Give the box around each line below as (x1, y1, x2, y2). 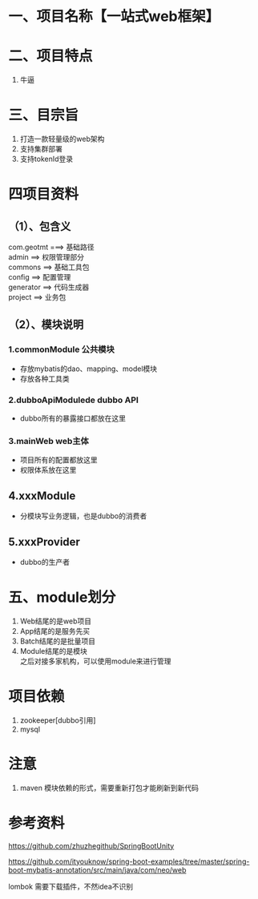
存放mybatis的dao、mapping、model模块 (19, 364, 158, 373)
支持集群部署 (19, 144, 62, 154)
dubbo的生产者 (19, 557, 71, 566)
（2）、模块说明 (8, 318, 84, 332)
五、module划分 (8, 588, 116, 607)
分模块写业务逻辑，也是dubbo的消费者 (19, 511, 147, 521)
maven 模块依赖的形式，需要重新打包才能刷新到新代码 (19, 783, 199, 792)
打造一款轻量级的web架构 (19, 134, 105, 144)
